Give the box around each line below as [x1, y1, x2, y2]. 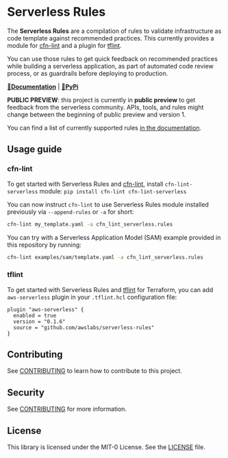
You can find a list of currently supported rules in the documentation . [7, 123, 202, 132]
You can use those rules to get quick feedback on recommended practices [7, 54, 218, 62]
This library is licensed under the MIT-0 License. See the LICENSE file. [7, 443, 205, 451]
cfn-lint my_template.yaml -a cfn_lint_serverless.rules [7, 221, 173, 228]
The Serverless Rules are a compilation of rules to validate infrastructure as [7, 27, 222, 35]
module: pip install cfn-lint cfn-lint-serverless [39, 186, 187, 195]
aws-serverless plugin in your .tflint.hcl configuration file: [7, 293, 177, 301]
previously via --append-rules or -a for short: [7, 207, 134, 216]
